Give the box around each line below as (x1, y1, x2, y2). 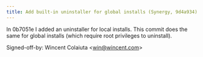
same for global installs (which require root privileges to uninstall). (6, 32, 173, 39)
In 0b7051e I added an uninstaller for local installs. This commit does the (6, 25, 188, 33)
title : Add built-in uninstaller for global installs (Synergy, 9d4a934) (6, 8, 198, 15)
